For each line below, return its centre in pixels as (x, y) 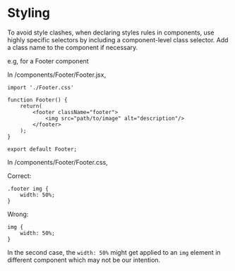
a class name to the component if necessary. (73, 47)
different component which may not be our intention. (84, 260)
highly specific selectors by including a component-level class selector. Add (118, 39)
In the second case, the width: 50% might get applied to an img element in (114, 252)
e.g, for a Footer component (48, 61)
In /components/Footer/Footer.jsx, (57, 75)
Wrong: (18, 214)
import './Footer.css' (41, 87)
